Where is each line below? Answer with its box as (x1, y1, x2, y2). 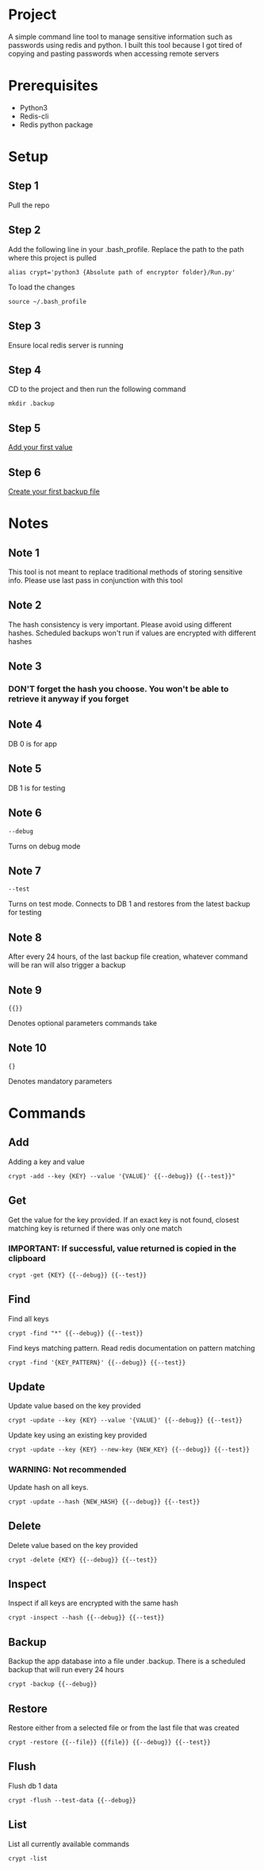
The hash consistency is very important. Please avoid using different (8, 619, 232, 629)
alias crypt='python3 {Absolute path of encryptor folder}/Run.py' (8, 268, 236, 276)
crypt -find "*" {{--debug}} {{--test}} (8, 1329, 144, 1337)
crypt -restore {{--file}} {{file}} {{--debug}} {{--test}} (8, 1739, 212, 1747)
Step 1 (8, 179, 40, 192)
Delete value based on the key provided (8, 1540, 139, 1550)
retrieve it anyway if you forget (8, 693, 129, 704)
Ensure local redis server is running (8, 340, 124, 350)
